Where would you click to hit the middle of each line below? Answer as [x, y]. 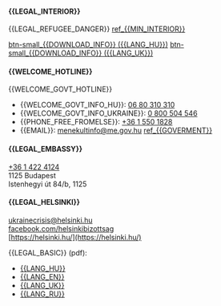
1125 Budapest [32, 175]
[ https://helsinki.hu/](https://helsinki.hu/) [75, 237]
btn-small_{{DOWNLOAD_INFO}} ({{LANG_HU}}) [88, 45]
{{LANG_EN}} [42, 276]
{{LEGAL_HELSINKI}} [44, 202]
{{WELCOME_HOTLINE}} [50, 71]
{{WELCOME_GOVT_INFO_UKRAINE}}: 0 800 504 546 [108, 113]
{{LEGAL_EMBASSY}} [45, 149]
